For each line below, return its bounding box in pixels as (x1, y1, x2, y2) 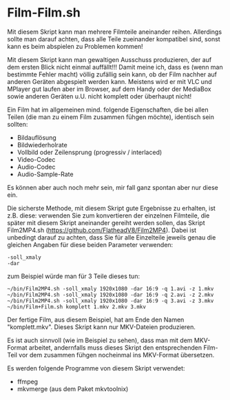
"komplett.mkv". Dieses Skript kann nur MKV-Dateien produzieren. (7, 322, 196, 331)
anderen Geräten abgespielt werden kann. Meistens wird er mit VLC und (7, 77, 212, 85)
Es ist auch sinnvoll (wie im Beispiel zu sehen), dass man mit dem (7, 336, 193, 344)
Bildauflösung (17, 133, 56, 142)
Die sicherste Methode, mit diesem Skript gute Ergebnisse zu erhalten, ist (7, 204, 216, 212)
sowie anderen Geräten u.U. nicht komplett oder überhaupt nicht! (7, 92, 192, 101)
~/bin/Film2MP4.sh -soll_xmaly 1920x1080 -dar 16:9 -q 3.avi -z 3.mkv (7, 297, 214, 304)
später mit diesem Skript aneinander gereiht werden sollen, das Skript (7, 218, 205, 227)
